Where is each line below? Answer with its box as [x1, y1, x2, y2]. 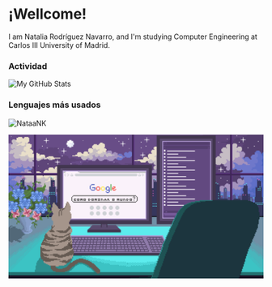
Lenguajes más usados [8, 99, 101, 110]
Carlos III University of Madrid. [8, 40, 111, 49]
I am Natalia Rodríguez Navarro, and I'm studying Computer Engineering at [8, 32, 257, 41]
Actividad [8, 60, 48, 71]
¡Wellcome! [8, 5, 87, 24]
